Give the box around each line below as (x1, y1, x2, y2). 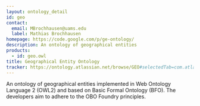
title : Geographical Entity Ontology (6, 58, 100, 64)
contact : (6, 20, 28, 26)
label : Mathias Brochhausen (11, 31, 82, 37)
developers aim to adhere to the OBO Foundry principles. (6, 93, 146, 100)
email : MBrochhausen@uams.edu (11, 25, 86, 32)
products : (6, 48, 31, 54)
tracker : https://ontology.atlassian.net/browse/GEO (6, 64, 140, 70)
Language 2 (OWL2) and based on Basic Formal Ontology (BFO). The (6, 87, 176, 94)
